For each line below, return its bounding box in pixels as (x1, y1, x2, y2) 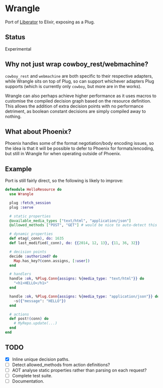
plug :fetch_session (9, 200, 51, 205)
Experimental (5, 46, 32, 52)
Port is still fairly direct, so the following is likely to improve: (5, 178, 124, 184)
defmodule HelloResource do (5, 187, 62, 192)
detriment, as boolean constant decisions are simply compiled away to (5, 108, 147, 114)
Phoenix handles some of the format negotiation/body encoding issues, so (5, 141, 154, 146)
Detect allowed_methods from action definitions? (12, 362, 110, 368)
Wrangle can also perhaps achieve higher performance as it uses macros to (5, 93, 157, 99)
